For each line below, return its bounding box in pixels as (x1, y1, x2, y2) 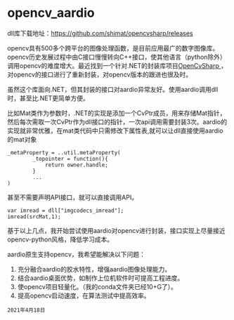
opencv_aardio (7, 5, 95, 21)
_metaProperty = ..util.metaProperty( (7, 149, 121, 156)
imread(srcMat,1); (7, 213, 61, 220)
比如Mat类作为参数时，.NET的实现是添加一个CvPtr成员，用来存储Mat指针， (7, 109, 226, 117)
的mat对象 (7, 135, 37, 143)
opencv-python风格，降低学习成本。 (7, 235, 114, 244)
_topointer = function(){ (32, 155, 109, 162)
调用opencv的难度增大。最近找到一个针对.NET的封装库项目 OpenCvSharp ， (7, 61, 227, 69)
